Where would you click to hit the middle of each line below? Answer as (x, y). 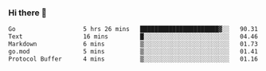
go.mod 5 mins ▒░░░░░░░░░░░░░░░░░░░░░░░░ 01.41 (133, 51)
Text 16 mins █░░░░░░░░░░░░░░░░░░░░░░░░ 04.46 (133, 37)
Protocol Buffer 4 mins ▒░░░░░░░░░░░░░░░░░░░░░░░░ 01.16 (133, 59)
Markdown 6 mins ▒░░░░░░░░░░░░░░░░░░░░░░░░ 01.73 (133, 44)
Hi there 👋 (28, 13)
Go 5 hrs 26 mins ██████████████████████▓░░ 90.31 (133, 30)
